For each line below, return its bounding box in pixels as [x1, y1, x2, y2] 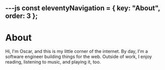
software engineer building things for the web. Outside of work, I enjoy [5, 53, 152, 59]
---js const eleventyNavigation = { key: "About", [5, 4, 160, 12]
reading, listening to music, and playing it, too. [5, 59, 101, 65]
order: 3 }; [5, 12, 38, 20]
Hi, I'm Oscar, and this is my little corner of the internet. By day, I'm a [5, 48, 148, 54]
